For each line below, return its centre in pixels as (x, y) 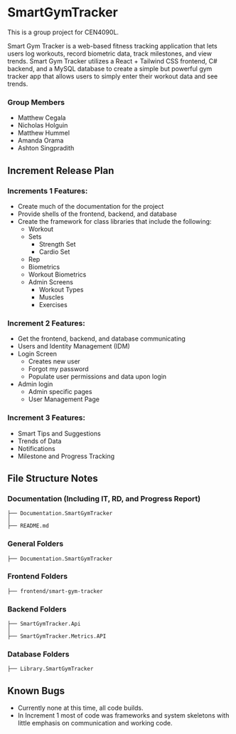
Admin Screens (50, 281)
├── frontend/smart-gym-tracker (55, 591)
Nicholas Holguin (43, 125)
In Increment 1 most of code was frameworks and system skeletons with (123, 715)
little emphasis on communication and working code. (95, 723)
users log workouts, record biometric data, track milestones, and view (109, 53)
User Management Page (64, 399)
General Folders (36, 544)
